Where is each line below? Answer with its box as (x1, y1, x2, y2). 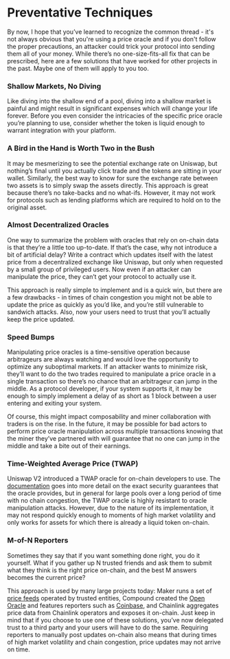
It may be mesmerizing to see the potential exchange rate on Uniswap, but (7, 159, 218, 167)
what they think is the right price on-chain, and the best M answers (7, 566, 197, 574)
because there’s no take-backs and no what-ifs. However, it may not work (7, 188, 216, 197)
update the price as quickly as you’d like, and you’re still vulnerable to (7, 300, 204, 308)
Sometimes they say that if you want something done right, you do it (7, 551, 200, 559)
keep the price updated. (7, 315, 76, 323)
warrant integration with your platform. (7, 126, 117, 135)
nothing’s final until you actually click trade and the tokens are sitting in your (7, 167, 222, 175)
